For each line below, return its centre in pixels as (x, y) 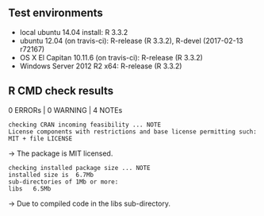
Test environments (55, 13)
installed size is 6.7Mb (51, 175)
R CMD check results (61, 91)
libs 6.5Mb (30, 189)
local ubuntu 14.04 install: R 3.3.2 (74, 32)
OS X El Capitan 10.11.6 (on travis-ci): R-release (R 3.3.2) (111, 57)
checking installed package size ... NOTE (79, 168)
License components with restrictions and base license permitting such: (133, 131)
